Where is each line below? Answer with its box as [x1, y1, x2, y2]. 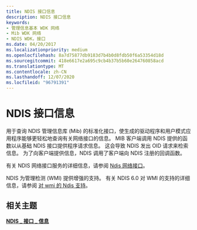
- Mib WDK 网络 [6, 31, 42, 36]
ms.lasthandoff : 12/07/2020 [6, 74, 75, 80]
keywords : [6, 19, 30, 25]
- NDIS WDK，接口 [6, 36, 46, 42]
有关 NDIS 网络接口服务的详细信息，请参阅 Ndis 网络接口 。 [6, 162, 148, 169]
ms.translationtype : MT [6, 63, 64, 69]
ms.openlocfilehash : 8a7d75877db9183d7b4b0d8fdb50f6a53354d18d [6, 52, 164, 58]
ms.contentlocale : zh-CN [6, 69, 67, 75]
